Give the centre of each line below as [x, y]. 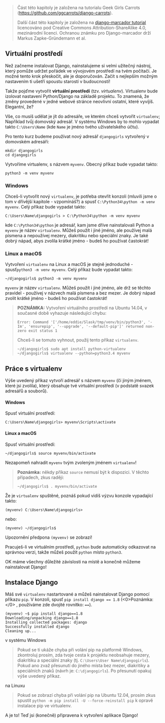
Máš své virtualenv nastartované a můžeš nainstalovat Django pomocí [77, 594]
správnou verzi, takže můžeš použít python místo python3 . [64, 552]
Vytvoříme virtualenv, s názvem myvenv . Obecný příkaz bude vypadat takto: [82, 164]
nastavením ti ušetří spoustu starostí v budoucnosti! [58, 81]
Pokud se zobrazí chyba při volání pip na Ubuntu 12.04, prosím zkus [86, 695]
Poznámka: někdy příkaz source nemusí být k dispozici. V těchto [83, 472]
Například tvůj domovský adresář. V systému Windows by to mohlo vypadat [82, 122]
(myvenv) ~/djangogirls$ [31, 528]
